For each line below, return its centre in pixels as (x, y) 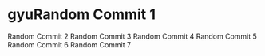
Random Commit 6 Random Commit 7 (69, 44)
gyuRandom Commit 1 (82, 15)
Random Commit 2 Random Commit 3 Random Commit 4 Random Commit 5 (132, 36)
